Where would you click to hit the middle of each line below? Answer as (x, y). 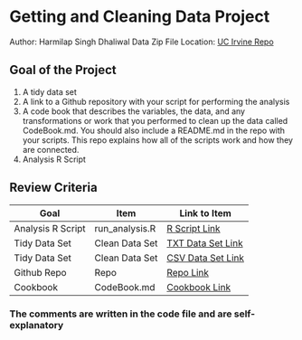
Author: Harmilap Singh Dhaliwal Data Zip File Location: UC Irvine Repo (142, 42)
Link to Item (206, 212)
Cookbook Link (199, 287)
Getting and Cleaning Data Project (140, 17)
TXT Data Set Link (205, 243)
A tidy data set (49, 91)
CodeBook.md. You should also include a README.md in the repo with (154, 130)
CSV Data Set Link (206, 258)
